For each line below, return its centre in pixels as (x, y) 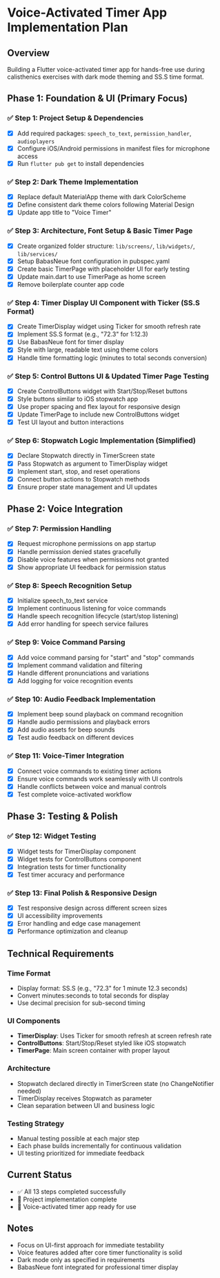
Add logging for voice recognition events (75, 680)
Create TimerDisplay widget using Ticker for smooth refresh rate (109, 327)
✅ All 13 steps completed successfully (71, 1191)
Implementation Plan (68, 27)
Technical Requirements (61, 954)
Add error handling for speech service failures (83, 624)
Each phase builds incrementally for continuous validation (99, 1145)
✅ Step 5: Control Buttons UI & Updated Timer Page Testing (108, 376)
